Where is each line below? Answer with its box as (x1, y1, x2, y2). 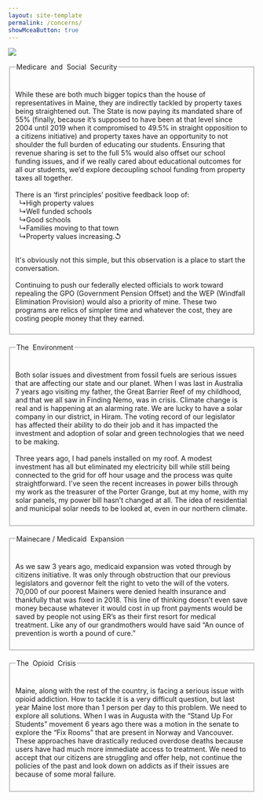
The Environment (16, 343, 74, 352)
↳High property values (19, 198, 94, 208)
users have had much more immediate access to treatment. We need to (15, 744, 247, 754)
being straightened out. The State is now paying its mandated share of (15, 107, 243, 116)
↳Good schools (19, 215, 71, 225)
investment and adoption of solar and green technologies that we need (15, 428, 245, 438)
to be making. (15, 437, 60, 446)
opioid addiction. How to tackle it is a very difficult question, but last (15, 695, 236, 704)
